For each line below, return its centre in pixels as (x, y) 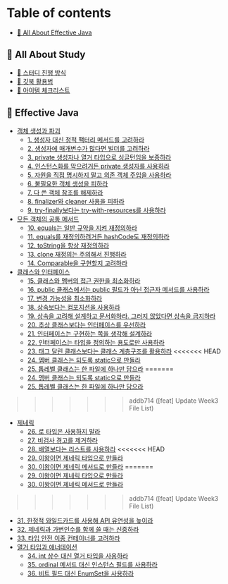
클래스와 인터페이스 (43, 272)
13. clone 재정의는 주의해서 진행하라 (77, 254)
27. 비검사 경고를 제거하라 (62, 440)
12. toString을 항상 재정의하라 (68, 245)
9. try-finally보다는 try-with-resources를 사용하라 (96, 210)
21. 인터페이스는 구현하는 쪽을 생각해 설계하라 (90, 334)
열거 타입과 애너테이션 (47, 547)
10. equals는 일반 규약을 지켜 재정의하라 (82, 228)
